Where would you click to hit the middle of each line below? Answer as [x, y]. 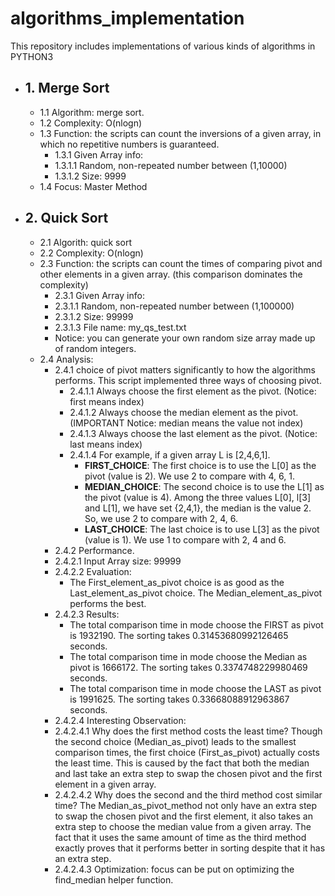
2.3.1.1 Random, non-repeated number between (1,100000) [174, 306]
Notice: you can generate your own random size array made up [185, 338]
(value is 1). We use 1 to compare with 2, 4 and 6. [185, 539]
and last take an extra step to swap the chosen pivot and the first [188, 773]
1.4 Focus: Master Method [93, 186]
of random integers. [95, 348]
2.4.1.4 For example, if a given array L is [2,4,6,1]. [170, 454]
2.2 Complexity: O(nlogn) [91, 253]
